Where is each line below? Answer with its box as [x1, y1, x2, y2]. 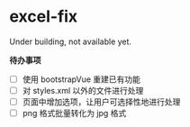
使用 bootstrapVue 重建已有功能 [22, 74, 141, 85]
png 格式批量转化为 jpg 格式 [22, 108, 127, 119]
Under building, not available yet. [9, 36, 132, 47]
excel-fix [9, 6, 78, 27]
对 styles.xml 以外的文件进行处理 [22, 86, 144, 95]
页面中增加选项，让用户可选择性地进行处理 [22, 96, 181, 107]
